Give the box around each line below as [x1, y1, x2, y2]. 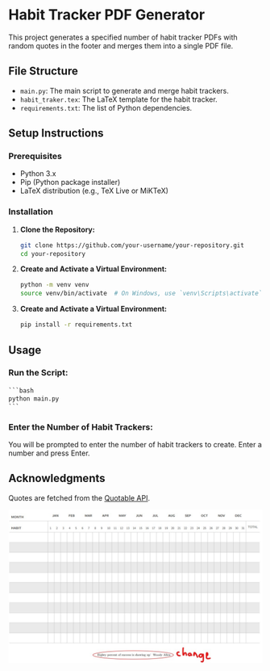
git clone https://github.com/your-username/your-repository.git [19, 241, 244, 250]
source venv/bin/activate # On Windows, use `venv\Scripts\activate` [19, 289, 263, 298]
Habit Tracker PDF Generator [8, 6, 206, 24]
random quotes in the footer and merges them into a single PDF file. [8, 40, 234, 50]
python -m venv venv [19, 281, 89, 289]
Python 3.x [19, 169, 56, 178]
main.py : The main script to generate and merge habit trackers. [19, 86, 230, 95]
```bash [8, 386, 35, 395]
